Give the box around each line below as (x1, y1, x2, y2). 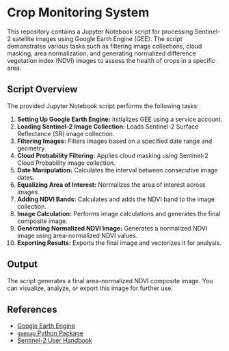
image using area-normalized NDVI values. (16, 231, 138, 239)
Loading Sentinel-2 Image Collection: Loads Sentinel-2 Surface (16, 122, 199, 131)
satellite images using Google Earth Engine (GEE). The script (12, 34, 183, 42)
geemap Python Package (16, 329, 84, 337)
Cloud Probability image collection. (16, 159, 116, 167)
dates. (16, 173, 36, 181)
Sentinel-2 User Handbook (16, 337, 92, 345)
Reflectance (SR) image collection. (16, 129, 115, 138)
